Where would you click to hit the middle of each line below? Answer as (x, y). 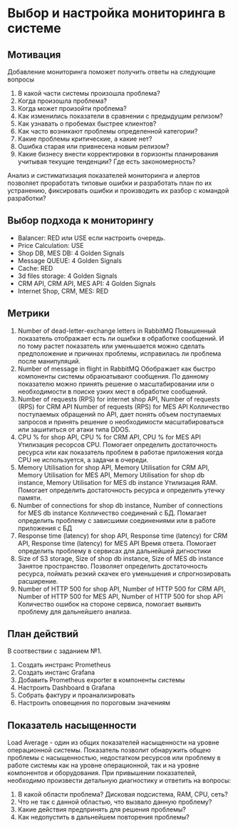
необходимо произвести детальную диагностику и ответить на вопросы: (119, 781)
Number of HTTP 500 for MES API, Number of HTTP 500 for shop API (120, 596)
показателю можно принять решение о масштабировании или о (116, 384)
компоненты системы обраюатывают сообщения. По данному (113, 376)
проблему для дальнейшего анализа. (74, 612)
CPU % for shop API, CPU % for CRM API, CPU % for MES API (109, 437)
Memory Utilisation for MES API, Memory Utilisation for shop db (111, 475)
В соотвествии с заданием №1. (55, 651)
